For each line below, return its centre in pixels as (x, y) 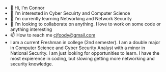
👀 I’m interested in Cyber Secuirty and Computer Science (70, 13)
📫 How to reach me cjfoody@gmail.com (53, 35)
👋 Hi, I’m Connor (27, 8)
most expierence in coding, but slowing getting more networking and (82, 59)
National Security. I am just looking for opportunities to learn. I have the (85, 53)
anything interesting (31, 29)
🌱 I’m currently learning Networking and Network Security (71, 19)
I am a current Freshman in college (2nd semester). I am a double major (85, 42)
